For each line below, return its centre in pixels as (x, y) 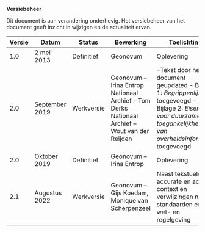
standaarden (175, 204)
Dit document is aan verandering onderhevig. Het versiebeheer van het (95, 20)
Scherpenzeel (131, 208)
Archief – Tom (131, 100)
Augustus (48, 193)
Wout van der (130, 131)
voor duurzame (178, 116)
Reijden (121, 139)
